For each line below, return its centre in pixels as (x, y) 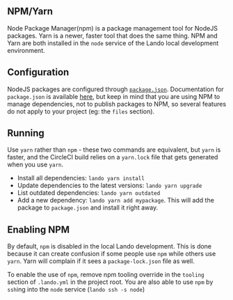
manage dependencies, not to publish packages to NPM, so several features (117, 104)
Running (26, 133)
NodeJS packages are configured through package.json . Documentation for (115, 89)
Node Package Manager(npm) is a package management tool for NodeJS (112, 28)
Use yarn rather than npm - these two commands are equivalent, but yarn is (114, 150)
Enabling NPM (39, 229)
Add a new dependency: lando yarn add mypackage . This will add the (115, 200)
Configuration (38, 72)
